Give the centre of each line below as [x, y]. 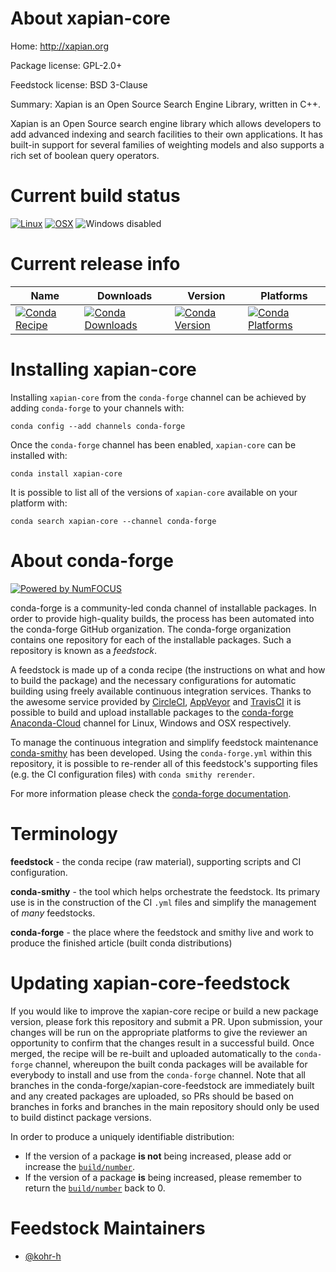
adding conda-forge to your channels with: [97, 408]
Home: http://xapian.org [59, 46]
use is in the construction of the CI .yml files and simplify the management [163, 902]
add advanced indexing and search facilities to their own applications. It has [166, 134]
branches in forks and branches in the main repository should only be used [165, 1106]
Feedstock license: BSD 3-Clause [79, 84]
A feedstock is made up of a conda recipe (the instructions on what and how [168, 669]
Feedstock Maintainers [108, 1228]
